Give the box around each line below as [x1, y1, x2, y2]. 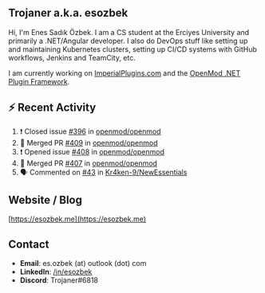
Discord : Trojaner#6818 [19, 275, 98, 285]
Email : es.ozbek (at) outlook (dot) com [19, 259, 147, 268]
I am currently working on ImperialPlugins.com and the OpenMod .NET [8, 68, 241, 78]
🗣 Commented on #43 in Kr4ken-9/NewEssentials [19, 167, 188, 177]
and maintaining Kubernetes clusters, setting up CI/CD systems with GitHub [8, 44, 258, 54]
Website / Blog [8, 193, 82, 207]
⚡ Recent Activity [8, 101, 97, 115]
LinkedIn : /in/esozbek [19, 267, 93, 277]
